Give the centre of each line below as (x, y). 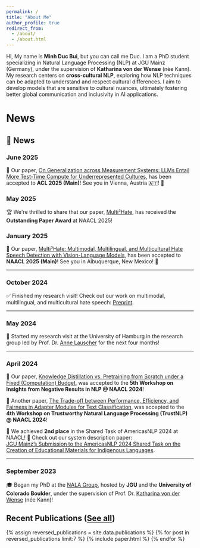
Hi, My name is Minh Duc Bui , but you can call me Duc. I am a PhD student (98, 56)
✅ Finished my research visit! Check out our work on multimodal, (86, 295)
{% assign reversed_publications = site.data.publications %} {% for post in (98, 533)
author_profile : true (33, 23)
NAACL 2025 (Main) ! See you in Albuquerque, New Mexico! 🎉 (82, 261)
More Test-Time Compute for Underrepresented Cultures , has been (89, 176)
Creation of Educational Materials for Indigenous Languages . (81, 450)
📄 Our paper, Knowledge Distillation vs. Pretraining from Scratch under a (95, 376)
